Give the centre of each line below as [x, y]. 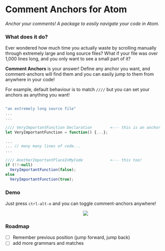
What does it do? [27, 37]
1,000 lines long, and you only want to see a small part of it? [68, 59]
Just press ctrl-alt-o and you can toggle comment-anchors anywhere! [81, 203]
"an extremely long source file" [41, 109]
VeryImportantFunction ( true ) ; [42, 179]
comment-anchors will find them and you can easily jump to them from [80, 74]
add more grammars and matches [48, 243]
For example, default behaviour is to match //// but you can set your [78, 89]
